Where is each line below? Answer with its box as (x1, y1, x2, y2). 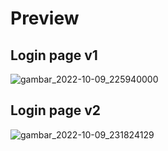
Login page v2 (10, 102, 101, 119)
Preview (10, 7, 80, 30)
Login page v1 (10, 47, 98, 64)
